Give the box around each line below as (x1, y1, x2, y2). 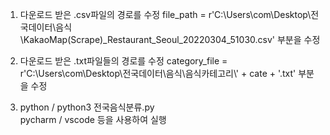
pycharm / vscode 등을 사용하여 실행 (19, 114, 167, 125)
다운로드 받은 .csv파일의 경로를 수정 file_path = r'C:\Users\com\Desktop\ (19, 9, 312, 20)
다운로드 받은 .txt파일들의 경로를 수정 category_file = (19, 55, 228, 67)
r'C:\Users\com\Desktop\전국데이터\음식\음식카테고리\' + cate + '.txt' (19, 68, 297, 79)
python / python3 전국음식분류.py (19, 101, 155, 113)
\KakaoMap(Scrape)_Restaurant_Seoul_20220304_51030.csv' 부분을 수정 (19, 34, 321, 45)
